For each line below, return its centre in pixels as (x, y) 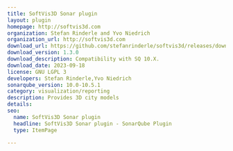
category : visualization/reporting (59, 91)
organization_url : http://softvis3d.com (67, 40)
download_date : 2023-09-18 (46, 65)
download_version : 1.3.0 (43, 53)
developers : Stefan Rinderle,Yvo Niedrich (69, 78)
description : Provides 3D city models (63, 98)
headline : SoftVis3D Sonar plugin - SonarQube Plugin (93, 124)
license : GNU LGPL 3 (37, 72)
